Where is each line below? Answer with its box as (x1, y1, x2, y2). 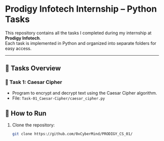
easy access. (5, 45, 32, 51)
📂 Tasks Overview (5, 64, 61, 73)
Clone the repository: (12, 122, 55, 128)
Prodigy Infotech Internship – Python (5, 3, 157, 15)
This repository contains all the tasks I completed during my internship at (5, 30, 152, 36)
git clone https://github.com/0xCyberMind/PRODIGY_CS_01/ (12, 132, 133, 137)
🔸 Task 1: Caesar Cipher (5, 79, 62, 86)
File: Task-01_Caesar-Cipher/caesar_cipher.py (12, 95, 105, 101)
